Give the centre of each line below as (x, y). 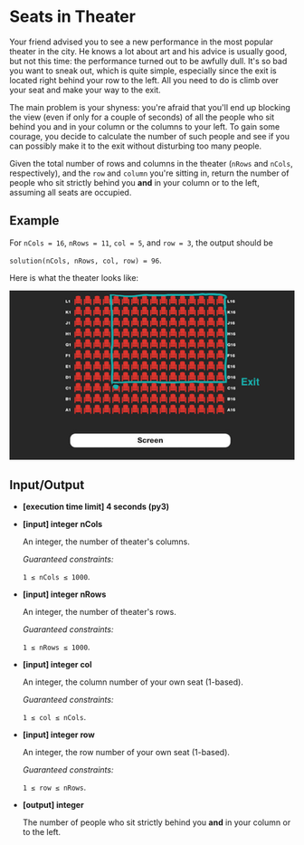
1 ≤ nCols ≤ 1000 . (56, 577)
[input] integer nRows (64, 594)
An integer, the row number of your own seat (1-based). (126, 753)
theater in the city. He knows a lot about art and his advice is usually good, (148, 51)
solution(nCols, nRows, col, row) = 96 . (85, 260)
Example (34, 221)
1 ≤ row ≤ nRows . (54, 787)
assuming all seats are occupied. (71, 192)
